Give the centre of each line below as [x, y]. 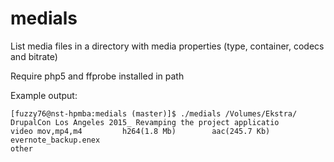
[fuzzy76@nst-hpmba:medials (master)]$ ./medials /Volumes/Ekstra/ [154, 113]
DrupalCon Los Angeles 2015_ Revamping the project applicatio [145, 122]
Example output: [44, 95]
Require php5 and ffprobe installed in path [97, 76]
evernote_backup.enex [55, 140]
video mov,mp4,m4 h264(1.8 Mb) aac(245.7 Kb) [140, 131]
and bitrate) [34, 56]
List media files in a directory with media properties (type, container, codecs [167, 46]
